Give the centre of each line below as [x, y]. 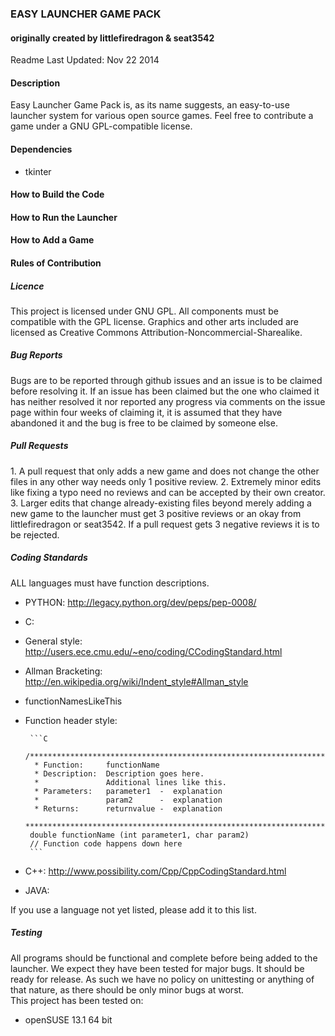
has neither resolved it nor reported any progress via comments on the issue [168, 401]
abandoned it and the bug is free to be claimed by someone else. [144, 423]
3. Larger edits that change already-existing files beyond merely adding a [161, 503]
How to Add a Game [52, 240]
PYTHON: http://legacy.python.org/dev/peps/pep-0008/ [140, 602]
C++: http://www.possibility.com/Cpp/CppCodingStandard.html [155, 871]
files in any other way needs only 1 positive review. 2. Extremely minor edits [166, 481]
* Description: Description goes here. [119, 773]
